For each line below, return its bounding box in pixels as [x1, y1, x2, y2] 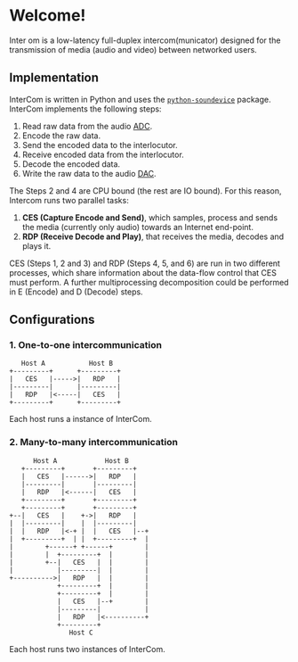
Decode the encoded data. [21, 158, 121, 170]
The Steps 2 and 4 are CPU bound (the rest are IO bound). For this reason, [9, 185, 282, 196]
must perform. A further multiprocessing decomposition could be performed [9, 277, 289, 287]
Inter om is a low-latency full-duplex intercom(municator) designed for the [9, 35, 281, 46]
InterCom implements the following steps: [9, 103, 162, 114]
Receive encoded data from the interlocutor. [21, 149, 184, 160]
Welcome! [9, 5, 86, 26]
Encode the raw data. [21, 130, 101, 141]
